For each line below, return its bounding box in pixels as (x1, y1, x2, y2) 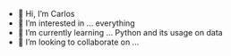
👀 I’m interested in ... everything (17, 18, 136, 28)
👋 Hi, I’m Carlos (17, 9, 75, 19)
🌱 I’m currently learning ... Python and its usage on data (17, 28, 223, 37)
